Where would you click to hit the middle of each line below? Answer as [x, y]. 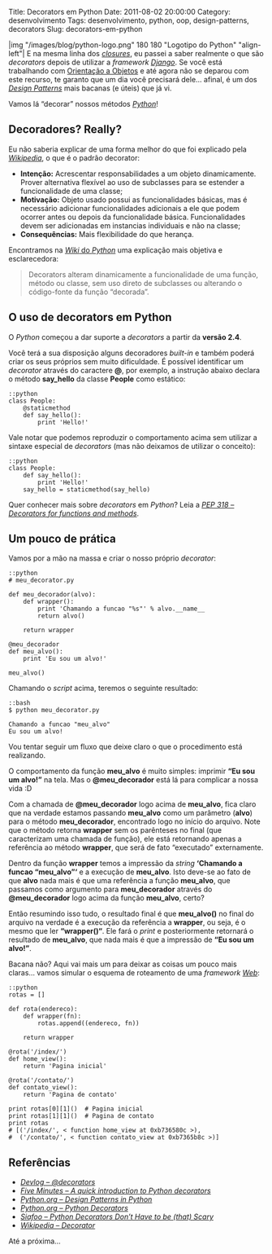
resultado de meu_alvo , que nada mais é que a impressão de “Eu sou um [131, 939]
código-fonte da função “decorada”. [89, 292]
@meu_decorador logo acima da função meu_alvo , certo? [106, 898]
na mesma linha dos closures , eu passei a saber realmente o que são [148, 53]
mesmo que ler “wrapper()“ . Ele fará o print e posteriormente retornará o [131, 931]
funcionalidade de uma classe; [71, 191]
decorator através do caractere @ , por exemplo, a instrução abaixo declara [134, 370]
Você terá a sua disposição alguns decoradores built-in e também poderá [132, 353]
